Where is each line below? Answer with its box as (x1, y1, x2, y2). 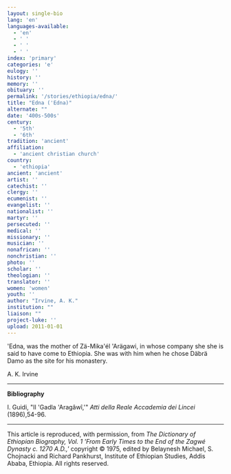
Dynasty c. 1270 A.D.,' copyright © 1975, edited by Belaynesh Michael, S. (7, 444, 214, 453)
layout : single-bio (7, 10, 63, 17)
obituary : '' (7, 87, 45, 93)
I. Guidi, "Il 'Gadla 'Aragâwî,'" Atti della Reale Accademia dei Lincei (7, 403, 196, 411)
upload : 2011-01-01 (7, 323, 63, 330)
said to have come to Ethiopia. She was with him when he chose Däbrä (7, 349, 208, 357)
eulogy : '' (7, 67, 38, 74)
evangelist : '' (7, 202, 51, 209)
